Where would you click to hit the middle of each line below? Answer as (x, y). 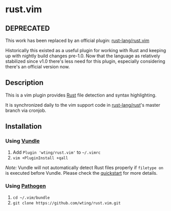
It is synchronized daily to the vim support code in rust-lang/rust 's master (83, 105)
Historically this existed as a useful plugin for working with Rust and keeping (86, 50)
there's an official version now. (38, 67)
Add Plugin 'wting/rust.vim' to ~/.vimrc (57, 152)
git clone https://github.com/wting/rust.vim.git (67, 203)
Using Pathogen (26, 186)
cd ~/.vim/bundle (31, 198)
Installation (24, 126)
